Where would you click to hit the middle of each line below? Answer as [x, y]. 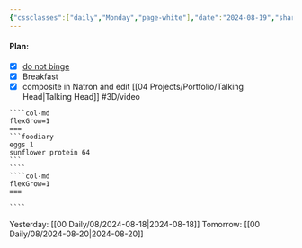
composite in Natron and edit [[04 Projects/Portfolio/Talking [133, 86]
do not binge [46, 66]
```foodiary [31, 137]
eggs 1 [22, 145]
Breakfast [40, 76]
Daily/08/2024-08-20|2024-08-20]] [76, 234]
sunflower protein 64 [50, 153]
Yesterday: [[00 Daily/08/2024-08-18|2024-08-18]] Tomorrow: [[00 [135, 225]
